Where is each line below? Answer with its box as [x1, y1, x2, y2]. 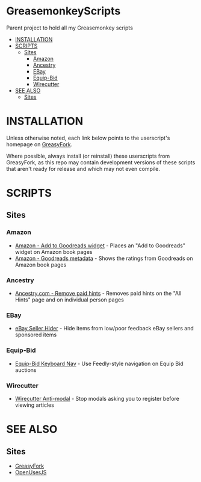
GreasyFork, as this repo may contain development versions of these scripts [6, 158, 196, 166]
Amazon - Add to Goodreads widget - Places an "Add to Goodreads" [14, 242, 185, 249]
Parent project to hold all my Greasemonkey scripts [6, 24, 134, 31]
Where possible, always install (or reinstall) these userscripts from [6, 152, 170, 159]
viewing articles [14, 401, 54, 409]
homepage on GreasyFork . [6, 140, 73, 148]
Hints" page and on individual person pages [14, 296, 125, 303]
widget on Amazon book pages [14, 248, 93, 255]
